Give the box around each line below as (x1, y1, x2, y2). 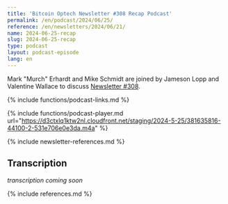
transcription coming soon (7, 175, 83, 185)
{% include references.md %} (7, 189, 92, 198)
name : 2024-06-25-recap (7, 29, 76, 37)
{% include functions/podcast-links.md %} (7, 95, 130, 104)
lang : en (7, 56, 33, 63)
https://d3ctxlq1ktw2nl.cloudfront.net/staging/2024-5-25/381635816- (21, 116, 221, 125)
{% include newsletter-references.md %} (7, 137, 125, 146)
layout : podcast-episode (7, 49, 79, 56)
